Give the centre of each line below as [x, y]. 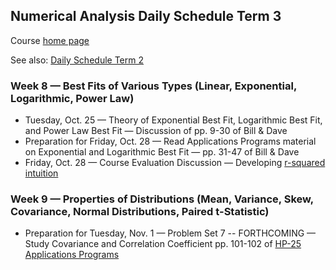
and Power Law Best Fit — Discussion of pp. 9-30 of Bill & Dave [156, 131]
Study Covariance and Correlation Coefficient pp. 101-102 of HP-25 [163, 244]
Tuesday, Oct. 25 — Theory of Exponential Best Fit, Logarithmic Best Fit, [173, 120]
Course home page [50, 40]
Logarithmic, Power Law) [72, 98]
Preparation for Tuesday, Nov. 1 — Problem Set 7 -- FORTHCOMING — [170, 233]
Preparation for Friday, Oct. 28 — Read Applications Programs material [170, 141]
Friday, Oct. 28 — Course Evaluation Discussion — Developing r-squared [175, 163]
